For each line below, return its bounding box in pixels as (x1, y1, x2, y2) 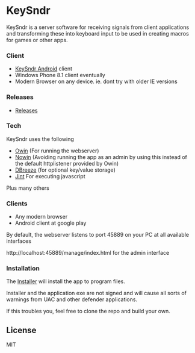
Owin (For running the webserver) (14, 147, 99, 154)
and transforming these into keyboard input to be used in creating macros (6, 30, 190, 37)
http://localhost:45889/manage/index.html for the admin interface (6, 249, 170, 257)
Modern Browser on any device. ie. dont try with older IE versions (14, 78, 178, 85)
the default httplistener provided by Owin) (14, 160, 119, 167)
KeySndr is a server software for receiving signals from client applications (6, 23, 190, 31)
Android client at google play (14, 219, 87, 226)
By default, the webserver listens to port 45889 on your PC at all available (6, 231, 190, 239)
